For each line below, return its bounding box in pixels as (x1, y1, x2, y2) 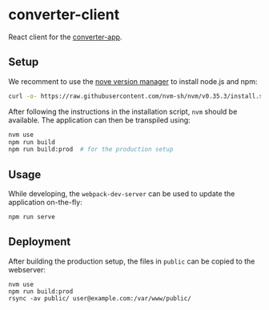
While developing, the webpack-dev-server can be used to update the (8, 189, 235, 199)
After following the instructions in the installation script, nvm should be (8, 107, 238, 116)
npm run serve (8, 213, 56, 221)
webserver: (8, 264, 46, 274)
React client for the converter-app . (8, 32, 122, 42)
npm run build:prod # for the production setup (8, 146, 174, 154)
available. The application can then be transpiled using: (8, 115, 191, 125)
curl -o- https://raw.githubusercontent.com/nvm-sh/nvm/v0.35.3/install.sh (8, 92, 267, 100)
